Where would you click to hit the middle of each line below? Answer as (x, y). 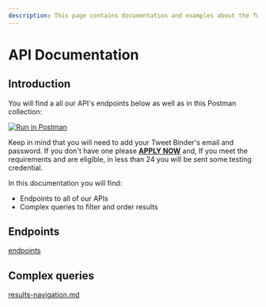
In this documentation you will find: (65, 182)
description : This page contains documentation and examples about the (129, 15)
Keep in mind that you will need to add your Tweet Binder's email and (121, 142)
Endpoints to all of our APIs (64, 198)
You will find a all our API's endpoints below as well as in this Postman (122, 103)
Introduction (40, 84)
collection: (25, 111)
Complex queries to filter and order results (89, 206)
